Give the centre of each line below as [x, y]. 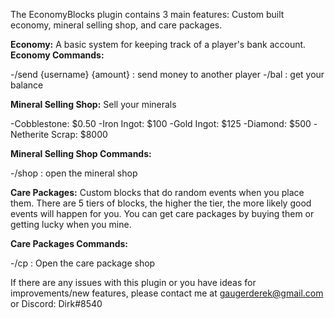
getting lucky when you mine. [71, 224]
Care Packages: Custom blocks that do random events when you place [157, 192]
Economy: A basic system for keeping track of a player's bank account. [158, 44]
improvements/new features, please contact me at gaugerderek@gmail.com [167, 293]
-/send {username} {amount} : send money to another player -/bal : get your [167, 74]
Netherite [30, 134]
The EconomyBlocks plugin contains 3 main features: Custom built [147, 14]
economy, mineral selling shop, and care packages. [116, 25]
